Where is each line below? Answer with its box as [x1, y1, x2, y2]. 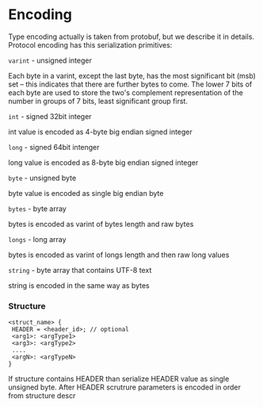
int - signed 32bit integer [8, 111, 93, 121]
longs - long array [8, 234, 67, 244]
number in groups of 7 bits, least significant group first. [8, 96, 189, 106]
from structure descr [8, 391, 76, 401]
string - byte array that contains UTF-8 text [8, 265, 152, 275]
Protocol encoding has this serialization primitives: [8, 40, 173, 49]
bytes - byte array [8, 204, 67, 213]
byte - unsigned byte [8, 173, 77, 182]
